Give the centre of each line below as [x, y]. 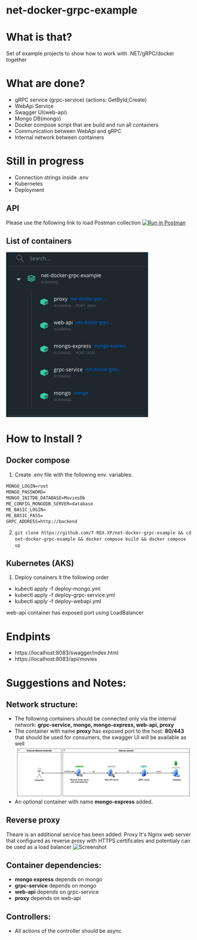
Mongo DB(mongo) [38, 119]
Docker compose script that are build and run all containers [86, 125]
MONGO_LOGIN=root [27, 486]
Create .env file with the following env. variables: [74, 474]
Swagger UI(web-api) [41, 112]
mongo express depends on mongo [59, 879]
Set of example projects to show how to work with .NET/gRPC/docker [90, 54]
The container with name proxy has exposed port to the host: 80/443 [99, 731]
